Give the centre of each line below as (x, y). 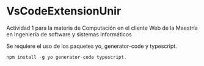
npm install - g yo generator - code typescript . (67, 57)
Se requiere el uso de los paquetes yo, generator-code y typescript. (92, 46)
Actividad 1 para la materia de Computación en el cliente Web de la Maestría (102, 28)
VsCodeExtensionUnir (64, 11)
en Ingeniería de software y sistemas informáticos (69, 34)
